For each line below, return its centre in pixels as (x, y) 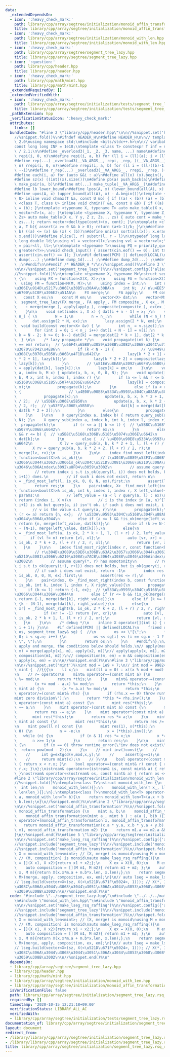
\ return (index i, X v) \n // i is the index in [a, (83, 500)
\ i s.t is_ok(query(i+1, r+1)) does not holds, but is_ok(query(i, (88, 566)
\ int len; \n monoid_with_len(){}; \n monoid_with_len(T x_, (87, 788)
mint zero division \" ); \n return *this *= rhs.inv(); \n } (88, 698)
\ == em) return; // (37, 345)
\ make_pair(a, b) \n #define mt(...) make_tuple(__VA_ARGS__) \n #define (90, 185)
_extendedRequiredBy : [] (36, 90)
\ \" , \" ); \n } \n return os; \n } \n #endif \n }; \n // (91, 642)
